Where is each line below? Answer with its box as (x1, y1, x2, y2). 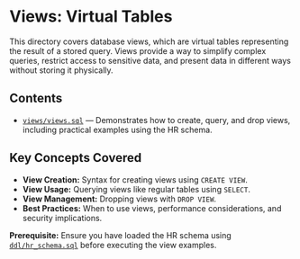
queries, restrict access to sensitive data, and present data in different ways (9, 55, 291, 66)
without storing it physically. (9, 65, 114, 76)
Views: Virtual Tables (9, 6, 173, 27)
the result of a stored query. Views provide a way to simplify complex (9, 45, 267, 56)
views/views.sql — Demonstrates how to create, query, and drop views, (22, 114, 291, 125)
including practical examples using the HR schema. (22, 124, 214, 135)
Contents (9, 91, 63, 106)
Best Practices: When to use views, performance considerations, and (22, 202, 282, 213)
